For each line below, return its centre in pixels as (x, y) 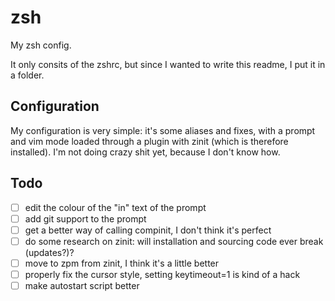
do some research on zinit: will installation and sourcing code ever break (174, 241)
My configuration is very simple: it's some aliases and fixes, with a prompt (163, 130)
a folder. (27, 75)
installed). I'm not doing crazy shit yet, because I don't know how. (145, 152)
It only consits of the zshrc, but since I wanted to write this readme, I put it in (168, 64)
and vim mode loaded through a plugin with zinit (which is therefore (149, 141)
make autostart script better (82, 285)
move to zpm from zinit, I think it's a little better (122, 263)
